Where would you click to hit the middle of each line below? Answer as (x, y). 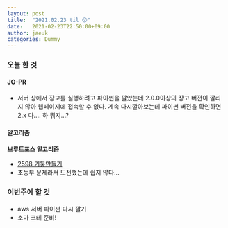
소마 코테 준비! (37, 217)
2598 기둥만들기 (40, 164)
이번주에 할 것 (29, 193)
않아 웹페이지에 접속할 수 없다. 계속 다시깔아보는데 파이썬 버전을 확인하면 (123, 107)
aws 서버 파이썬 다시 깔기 (52, 209)
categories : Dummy (34, 40)
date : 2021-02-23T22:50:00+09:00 (59, 26)
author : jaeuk (28, 33)
